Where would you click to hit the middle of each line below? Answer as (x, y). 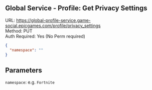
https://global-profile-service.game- (53, 20)
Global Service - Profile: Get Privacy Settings (76, 8)
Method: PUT (19, 31)
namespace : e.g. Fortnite (30, 82)
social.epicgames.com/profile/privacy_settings (53, 25)
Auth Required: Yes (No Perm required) (45, 36)
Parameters (24, 70)
